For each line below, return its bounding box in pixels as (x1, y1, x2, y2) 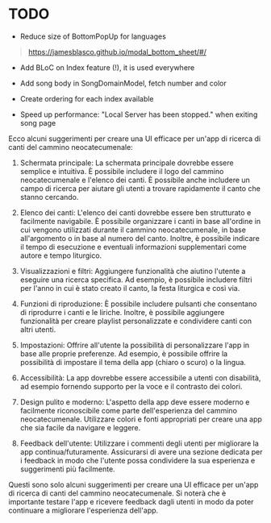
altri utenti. (19, 324, 56, 334)
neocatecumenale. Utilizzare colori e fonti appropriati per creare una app (19, 414, 262, 424)
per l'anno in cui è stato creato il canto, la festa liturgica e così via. (19, 283, 240, 293)
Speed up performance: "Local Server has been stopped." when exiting (19, 110, 258, 119)
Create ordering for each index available (19, 93, 155, 103)
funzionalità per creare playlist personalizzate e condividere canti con (19, 316, 252, 326)
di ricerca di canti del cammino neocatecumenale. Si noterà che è (8, 488, 227, 498)
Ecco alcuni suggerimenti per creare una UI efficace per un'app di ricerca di (8, 134, 261, 143)
